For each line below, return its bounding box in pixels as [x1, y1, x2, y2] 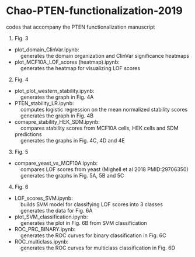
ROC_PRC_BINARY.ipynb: [14, 225, 76, 232]
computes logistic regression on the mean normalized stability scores [20, 106, 188, 113]
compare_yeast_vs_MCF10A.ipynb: [14, 159, 98, 166]
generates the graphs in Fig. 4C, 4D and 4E [20, 137, 125, 144]
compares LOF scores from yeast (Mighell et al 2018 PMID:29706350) [20, 165, 189, 173]
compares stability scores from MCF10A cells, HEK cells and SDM [20, 124, 179, 131]
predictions [14, 130, 42, 138]
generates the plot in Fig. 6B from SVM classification [20, 219, 147, 226]
